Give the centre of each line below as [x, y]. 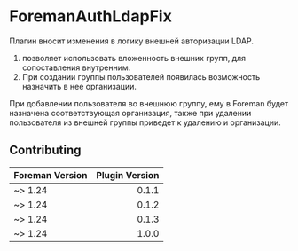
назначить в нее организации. [79, 86]
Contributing [45, 150]
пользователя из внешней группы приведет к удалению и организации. [145, 122]
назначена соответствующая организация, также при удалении [130, 113]
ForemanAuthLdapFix [91, 16]
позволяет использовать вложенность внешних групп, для [134, 58]
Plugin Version [128, 175]
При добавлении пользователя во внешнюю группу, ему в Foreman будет [149, 103]
